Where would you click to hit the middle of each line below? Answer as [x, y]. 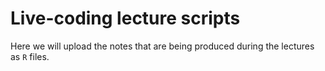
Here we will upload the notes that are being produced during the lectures [162, 46]
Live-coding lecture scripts [125, 18]
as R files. [30, 56]
